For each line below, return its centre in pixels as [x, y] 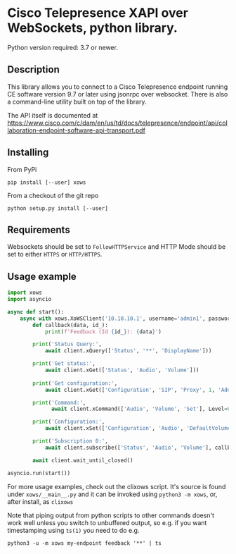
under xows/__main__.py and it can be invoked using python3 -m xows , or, [112, 494]
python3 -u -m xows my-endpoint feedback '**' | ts [84, 543]
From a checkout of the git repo [53, 195]
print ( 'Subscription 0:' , [71, 441]
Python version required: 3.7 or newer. [63, 47]
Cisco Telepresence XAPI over [98, 13]
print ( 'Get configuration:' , [75, 383]
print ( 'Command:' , [59, 402]
